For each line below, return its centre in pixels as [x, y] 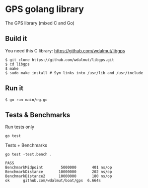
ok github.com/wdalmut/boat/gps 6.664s [53, 181]
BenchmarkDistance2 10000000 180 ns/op [59, 176]
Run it [14, 88]
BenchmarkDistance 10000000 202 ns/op [59, 172]
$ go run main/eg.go [27, 100]
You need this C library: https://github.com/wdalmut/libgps [65, 50]
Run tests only [20, 127]
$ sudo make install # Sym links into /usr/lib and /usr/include [74, 73]
